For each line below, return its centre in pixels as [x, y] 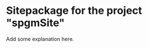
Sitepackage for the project [74, 11]
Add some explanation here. [40, 39]
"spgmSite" [36, 23]
